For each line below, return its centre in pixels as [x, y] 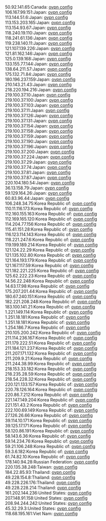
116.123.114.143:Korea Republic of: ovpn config [51, 234]
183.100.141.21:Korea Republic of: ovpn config [50, 307]
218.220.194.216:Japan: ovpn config [41, 90]
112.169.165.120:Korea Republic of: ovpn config [51, 219]
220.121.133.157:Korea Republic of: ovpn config [51, 384]
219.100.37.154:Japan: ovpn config [39, 126]
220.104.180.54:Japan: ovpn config [40, 183]
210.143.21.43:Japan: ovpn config [38, 84]
